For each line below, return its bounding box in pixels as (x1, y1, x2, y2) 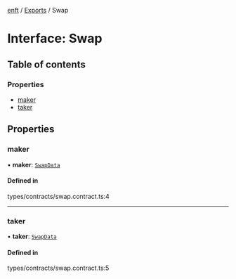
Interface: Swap (7, 31, 103, 46)
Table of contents (7, 58, 86, 70)
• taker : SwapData (7, 232, 58, 241)
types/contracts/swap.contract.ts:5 (7, 264, 110, 273)
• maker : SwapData (7, 160, 60, 169)
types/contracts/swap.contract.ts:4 (7, 192, 110, 200)
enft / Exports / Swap (7, 6, 69, 14)
